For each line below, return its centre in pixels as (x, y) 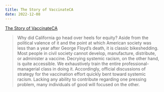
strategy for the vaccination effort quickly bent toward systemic (82, 74)
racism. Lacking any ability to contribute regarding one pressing (82, 79)
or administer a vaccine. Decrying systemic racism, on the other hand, (88, 58)
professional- (136, 64)
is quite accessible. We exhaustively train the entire (69, 64)
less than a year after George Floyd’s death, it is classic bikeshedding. (88, 48)
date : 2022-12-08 (23, 14)
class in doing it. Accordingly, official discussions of (93, 69)
